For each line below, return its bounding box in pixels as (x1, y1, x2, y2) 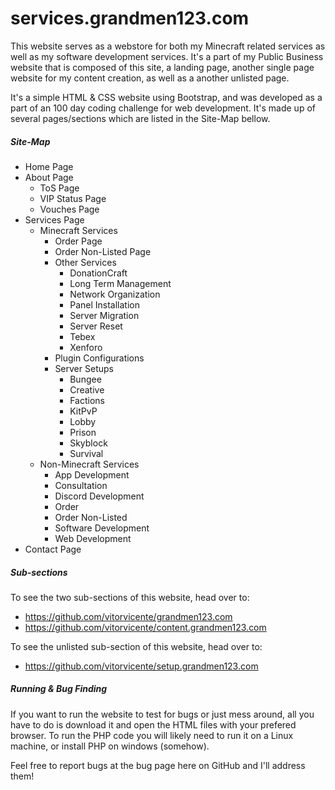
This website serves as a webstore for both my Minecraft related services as (10, 40, 326, 52)
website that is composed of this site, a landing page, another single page (10, 61, 315, 73)
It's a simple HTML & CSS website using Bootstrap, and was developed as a (10, 91, 323, 103)
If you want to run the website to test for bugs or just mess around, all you (10, 708, 315, 720)
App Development (54, 468, 130, 481)
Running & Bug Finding (10, 683, 108, 695)
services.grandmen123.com (10, 7, 250, 30)
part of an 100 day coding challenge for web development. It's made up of (10, 102, 316, 114)
